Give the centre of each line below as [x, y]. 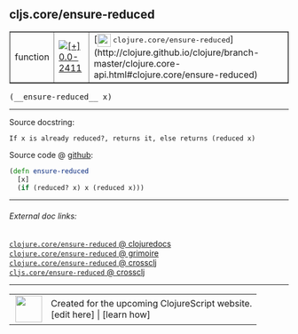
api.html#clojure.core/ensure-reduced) [176, 75]
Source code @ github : [51, 155]
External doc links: [43, 216]
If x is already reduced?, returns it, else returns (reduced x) [132, 138]
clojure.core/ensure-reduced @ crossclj [83, 262]
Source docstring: [42, 122]
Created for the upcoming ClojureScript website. [152, 303]
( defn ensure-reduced [49, 171]
